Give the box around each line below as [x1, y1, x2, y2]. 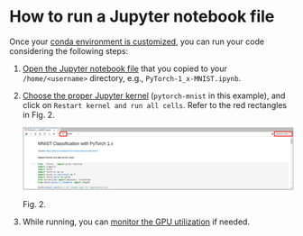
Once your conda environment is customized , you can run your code [9, 36, 264, 47]
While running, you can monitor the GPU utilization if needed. [22, 216, 251, 227]
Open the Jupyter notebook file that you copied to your [22, 63, 227, 74]
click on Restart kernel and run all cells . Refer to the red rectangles [22, 99, 287, 110]
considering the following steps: [9, 45, 129, 56]
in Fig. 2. [22, 109, 56, 120]
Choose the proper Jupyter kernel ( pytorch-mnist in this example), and [22, 90, 286, 101]
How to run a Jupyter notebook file [9, 6, 275, 27]
